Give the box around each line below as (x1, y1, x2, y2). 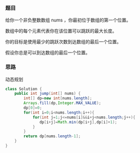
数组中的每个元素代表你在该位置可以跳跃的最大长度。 (5, 28, 117, 34)
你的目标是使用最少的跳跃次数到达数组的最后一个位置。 (5, 39, 121, 45)
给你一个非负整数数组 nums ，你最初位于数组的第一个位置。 (5, 17, 131, 23)
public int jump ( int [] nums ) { (14, 91, 81, 96)
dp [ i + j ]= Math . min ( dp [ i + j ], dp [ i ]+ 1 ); (39, 119, 118, 124)
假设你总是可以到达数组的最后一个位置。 (5, 49, 90, 56)
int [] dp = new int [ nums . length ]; (23, 96, 93, 101)
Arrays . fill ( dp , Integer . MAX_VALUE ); (23, 100, 101, 106)
